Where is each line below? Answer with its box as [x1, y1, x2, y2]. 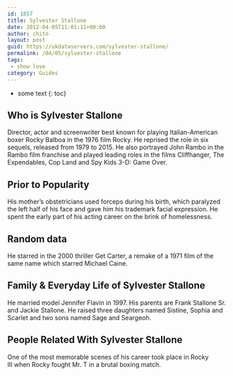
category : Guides [7, 69, 59, 76]
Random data [7, 233, 67, 245]
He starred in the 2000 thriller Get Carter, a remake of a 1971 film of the [7, 252, 214, 260]
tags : [7, 57, 23, 64]
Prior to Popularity [7, 178, 90, 191]
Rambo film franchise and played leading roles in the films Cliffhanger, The [7, 151, 225, 159]
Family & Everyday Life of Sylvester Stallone [7, 280, 206, 292]
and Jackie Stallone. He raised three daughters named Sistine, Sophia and [7, 305, 224, 315]
